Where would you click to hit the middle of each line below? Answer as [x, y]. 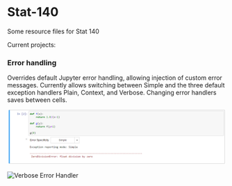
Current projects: [32, 44]
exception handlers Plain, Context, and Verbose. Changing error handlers [112, 93]
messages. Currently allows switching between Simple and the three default [116, 85]
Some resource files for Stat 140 [53, 31]
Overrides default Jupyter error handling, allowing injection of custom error [115, 78]
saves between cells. [37, 100]
